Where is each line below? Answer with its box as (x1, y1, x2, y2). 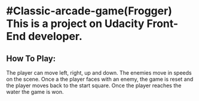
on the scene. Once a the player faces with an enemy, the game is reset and (6, 76, 194, 82)
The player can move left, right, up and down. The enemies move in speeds (6, 69, 192, 76)
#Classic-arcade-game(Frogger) (6, 4, 172, 18)
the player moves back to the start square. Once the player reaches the (6, 82, 182, 89)
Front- (146, 17, 179, 30)
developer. (27, 30, 82, 43)
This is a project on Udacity (6, 17, 145, 30)
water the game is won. (6, 88, 64, 95)
